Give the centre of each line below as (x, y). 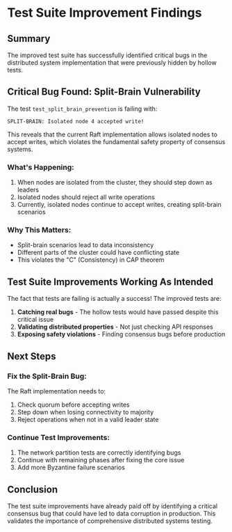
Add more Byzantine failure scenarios (71, 467)
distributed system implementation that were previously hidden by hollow (112, 63)
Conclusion (33, 489)
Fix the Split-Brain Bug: (47, 376)
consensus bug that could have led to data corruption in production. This (111, 514)
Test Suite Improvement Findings (105, 13)
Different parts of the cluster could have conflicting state (98, 253)
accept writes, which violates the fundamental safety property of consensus (116, 141)
